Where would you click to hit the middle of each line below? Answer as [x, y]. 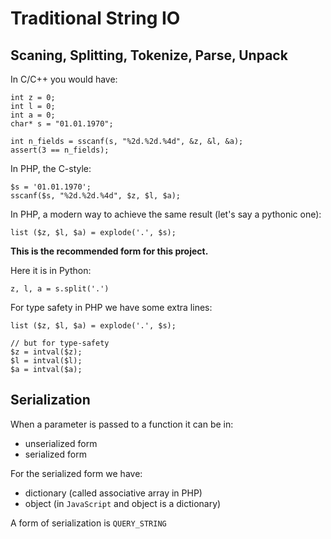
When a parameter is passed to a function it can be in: [122, 424]
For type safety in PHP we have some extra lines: [111, 307]
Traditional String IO [95, 18]
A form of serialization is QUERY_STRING [88, 523]
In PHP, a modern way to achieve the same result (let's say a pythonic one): [166, 214]
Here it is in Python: [51, 270]
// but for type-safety [60, 343]
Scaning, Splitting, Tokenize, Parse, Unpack [149, 55]
